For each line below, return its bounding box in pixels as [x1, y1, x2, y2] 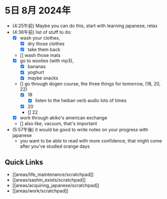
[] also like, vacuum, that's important [19, 120, 97, 126]
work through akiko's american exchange [19, 114, 108, 121]
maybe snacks [27, 75, 58, 81]
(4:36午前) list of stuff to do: [12, 29, 72, 35]
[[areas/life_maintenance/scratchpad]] [12, 171, 94, 177]
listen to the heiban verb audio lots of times [35, 97, 127, 104]
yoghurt [27, 69, 45, 75]
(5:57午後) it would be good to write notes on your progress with [12, 126, 149, 132]
